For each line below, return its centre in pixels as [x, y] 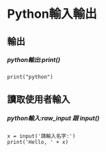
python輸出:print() [34, 60]
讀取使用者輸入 [39, 99]
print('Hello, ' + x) [38, 142]
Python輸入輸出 [52, 14]
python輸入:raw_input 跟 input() [53, 118]
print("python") [30, 77]
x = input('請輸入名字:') [41, 136]
